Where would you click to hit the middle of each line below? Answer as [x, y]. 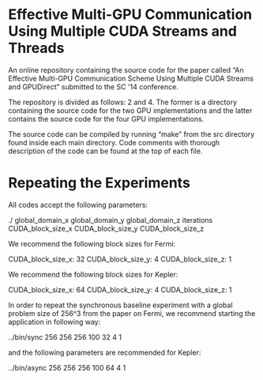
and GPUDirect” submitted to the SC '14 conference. [94, 87]
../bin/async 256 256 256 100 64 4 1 [67, 367]
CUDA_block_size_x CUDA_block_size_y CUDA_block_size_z [106, 228]
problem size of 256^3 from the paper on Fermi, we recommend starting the [132, 313]
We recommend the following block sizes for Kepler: [93, 274]
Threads [36, 48]
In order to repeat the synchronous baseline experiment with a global [120, 305]
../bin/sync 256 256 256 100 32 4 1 [65, 337]
